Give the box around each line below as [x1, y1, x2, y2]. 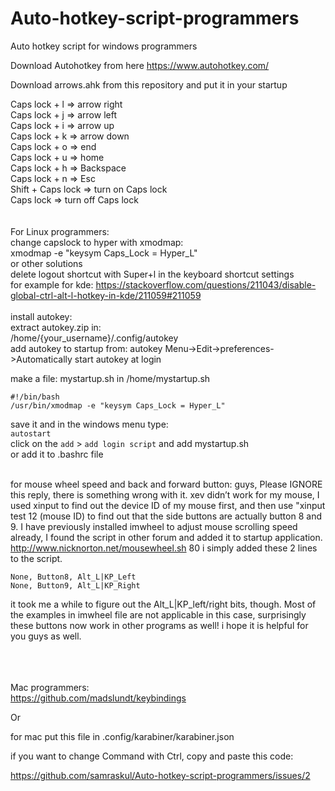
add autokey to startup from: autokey [10, 342, 163, 354]
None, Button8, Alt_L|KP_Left [10, 572, 137, 582]
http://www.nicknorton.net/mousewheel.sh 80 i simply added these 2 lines [10, 542, 318, 554]
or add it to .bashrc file [10, 448, 104, 460]
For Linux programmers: [10, 225, 110, 237]
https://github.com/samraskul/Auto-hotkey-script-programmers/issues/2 [10, 769, 311, 781]
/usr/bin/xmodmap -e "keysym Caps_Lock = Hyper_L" [10, 400, 226, 411]
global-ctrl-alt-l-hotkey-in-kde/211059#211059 [10, 289, 202, 301]
